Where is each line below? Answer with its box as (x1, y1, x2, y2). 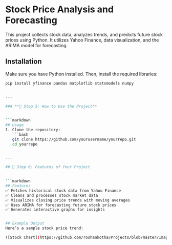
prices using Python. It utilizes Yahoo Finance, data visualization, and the (5, 37, 159, 43)
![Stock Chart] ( (5, 235, 40, 240)
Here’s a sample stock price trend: (5, 226, 83, 231)
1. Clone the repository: (5, 127, 60, 132)
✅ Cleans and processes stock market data (5, 193, 98, 198)
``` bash (12, 132, 29, 137)
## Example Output (5, 221, 45, 226)
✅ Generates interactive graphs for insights (5, 207, 105, 212)
